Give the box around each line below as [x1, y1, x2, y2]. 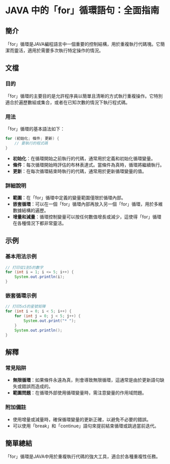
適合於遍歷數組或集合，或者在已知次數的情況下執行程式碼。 [5, 99, 130, 105]
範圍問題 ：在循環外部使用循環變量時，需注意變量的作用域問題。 [12, 390, 147, 396]
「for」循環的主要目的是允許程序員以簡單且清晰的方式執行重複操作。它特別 [5, 93, 163, 99]
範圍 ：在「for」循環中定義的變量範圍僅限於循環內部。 [12, 194, 126, 200]
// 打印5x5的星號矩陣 [5, 304, 46, 309]
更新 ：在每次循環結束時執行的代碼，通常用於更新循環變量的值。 [12, 168, 147, 174]
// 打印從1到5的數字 [5, 265, 44, 270]
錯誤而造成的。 [21, 383, 53, 390]
